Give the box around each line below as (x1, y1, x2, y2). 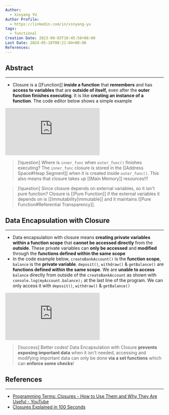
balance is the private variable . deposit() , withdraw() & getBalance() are (12, 261, 164, 267)
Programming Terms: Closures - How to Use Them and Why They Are (12, 393, 157, 399)
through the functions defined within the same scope (12, 251, 126, 257)
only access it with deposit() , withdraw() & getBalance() (12, 283, 130, 289)
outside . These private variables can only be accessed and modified (12, 245, 157, 251)
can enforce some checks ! (17, 360, 74, 366)
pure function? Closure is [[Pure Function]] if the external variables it (17, 191, 160, 197)
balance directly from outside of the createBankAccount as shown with (12, 272, 157, 278)
